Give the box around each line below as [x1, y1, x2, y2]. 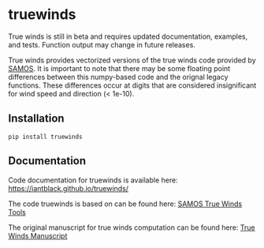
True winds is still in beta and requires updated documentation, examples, [8, 32, 248, 41]
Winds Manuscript [8, 231, 68, 240]
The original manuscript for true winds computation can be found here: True [8, 223, 255, 232]
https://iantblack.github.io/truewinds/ [8, 183, 128, 193]
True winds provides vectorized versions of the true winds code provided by [8, 55, 256, 65]
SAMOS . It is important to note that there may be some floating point [8, 63, 231, 73]
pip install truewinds [8, 133, 83, 141]
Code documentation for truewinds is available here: [8, 175, 179, 185]
